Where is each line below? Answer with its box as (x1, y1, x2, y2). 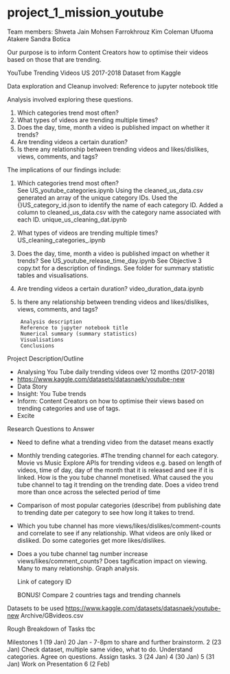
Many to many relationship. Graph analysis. (16, 564, 139, 572)
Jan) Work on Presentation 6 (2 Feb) (7, 660, 111, 668)
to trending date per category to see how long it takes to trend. (16, 508, 195, 516)
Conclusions (20, 342, 55, 349)
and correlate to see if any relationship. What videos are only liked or (16, 528, 212, 537)
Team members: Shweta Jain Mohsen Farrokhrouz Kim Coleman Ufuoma (7, 27, 214, 36)
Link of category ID (16, 577, 72, 585)
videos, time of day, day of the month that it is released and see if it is (16, 465, 214, 474)
